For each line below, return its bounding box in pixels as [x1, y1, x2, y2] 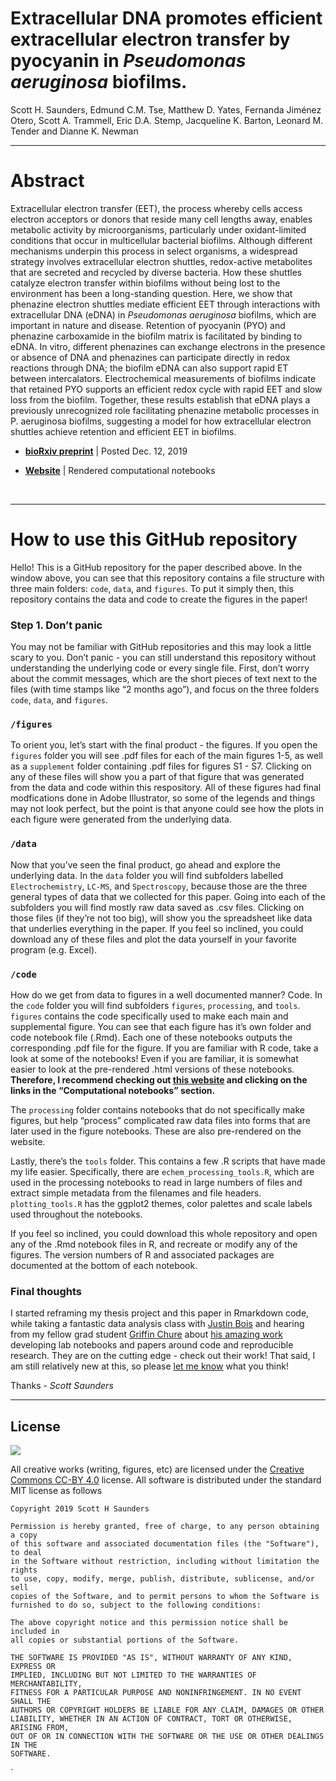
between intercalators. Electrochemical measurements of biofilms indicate [10, 372, 317, 384]
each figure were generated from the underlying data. [10, 813, 232, 826]
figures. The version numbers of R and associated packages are [10, 1249, 275, 1261]
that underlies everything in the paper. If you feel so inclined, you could [10, 922, 304, 934]
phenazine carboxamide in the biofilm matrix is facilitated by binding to [10, 330, 303, 342]
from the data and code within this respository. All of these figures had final [10, 782, 322, 794]
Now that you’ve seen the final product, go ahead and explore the [10, 858, 282, 871]
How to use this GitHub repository [10, 528, 298, 551]
